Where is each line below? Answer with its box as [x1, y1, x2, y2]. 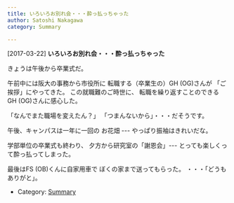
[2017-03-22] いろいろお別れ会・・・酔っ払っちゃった [7, 50, 165, 58]
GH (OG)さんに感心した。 [7, 97, 82, 105]
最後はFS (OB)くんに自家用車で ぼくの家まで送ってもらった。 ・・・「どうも [7, 165, 227, 174]
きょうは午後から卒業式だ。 [7, 64, 88, 73]
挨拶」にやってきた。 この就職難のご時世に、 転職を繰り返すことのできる [7, 88, 219, 97]
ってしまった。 [31, 150, 75, 158]
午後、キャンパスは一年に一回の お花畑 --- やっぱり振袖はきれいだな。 [7, 127, 212, 135]
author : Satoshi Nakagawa [7, 17, 83, 24]
